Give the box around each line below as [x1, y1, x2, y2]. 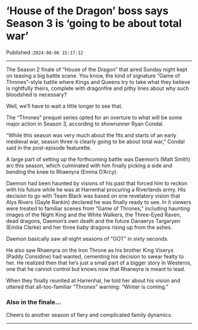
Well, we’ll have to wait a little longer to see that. [6, 102, 123, 109]
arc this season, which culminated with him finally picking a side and [6, 161, 173, 169]
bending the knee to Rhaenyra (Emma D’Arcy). [6, 168, 118, 175]
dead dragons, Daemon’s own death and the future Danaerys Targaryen [6, 217, 181, 224]
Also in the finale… [6, 297, 62, 306]
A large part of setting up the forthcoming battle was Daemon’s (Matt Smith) [6, 156, 190, 163]
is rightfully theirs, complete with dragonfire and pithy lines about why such [6, 85, 189, 92]
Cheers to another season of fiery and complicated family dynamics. [6, 312, 173, 319]
